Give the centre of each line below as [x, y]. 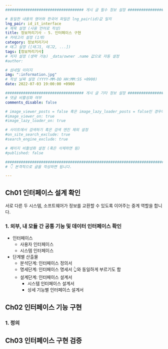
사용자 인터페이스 [37, 245]
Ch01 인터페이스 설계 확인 [43, 193]
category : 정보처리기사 [27, 42]
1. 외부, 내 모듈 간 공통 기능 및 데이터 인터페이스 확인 [63, 226]
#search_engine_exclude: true [37, 139]
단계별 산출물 [25, 257]
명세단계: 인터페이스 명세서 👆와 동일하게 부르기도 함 [70, 270]
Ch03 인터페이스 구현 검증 [44, 341]
